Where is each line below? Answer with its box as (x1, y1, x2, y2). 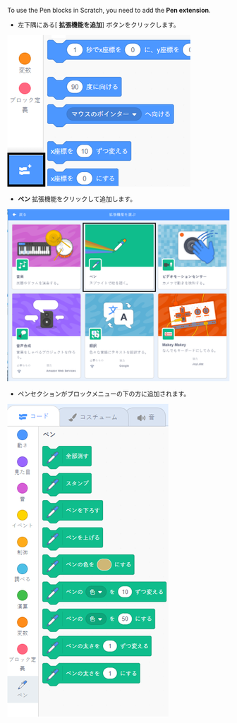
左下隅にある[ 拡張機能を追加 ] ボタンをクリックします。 (17, 20, 180, 29)
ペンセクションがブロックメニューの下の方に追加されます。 (17, 389, 190, 398)
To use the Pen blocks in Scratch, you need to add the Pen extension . (7, 6, 211, 14)
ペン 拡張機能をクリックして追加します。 (17, 195, 136, 203)
